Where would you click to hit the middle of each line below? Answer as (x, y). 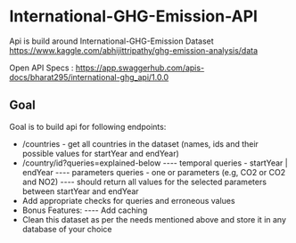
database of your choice (67, 229)
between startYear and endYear (81, 191)
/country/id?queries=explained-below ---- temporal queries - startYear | (155, 163)
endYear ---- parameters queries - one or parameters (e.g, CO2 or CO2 (154, 172)
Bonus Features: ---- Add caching (85, 210)
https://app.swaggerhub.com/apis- (140, 68)
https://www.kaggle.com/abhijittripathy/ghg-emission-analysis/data (134, 50)
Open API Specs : (41, 68)
